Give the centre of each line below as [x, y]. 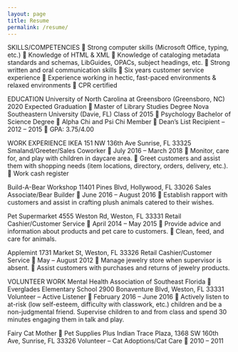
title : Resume [29, 21]
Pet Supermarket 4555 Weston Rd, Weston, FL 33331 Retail [94, 216]
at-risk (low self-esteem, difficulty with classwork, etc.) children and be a [115, 304]
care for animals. [32, 239]
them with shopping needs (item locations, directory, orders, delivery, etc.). [118, 166]
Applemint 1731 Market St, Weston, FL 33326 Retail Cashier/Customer [110, 253]
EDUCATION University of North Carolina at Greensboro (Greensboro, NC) [117, 99]
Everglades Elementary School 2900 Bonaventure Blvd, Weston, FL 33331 [116, 289]
